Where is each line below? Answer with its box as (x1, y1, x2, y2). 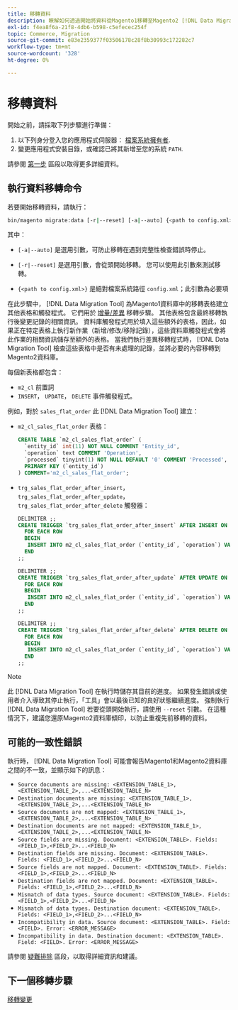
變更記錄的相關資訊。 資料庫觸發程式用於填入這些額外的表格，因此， (19, 317, 220, 326)
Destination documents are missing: (17, 795, 126, 802)
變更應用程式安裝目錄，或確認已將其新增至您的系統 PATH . (17, 144, 183, 153)
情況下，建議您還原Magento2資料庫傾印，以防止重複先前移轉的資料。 (7, 714, 211, 722)
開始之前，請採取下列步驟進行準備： (7, 120, 113, 129)
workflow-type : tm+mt (7, 43, 72, 50)
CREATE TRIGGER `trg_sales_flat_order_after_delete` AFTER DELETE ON (17, 626, 228, 634)
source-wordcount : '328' (7, 50, 81, 58)
